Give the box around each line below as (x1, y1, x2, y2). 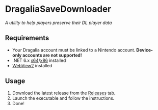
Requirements (5, 34, 49, 42)
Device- (136, 47, 153, 53)
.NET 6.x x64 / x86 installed (12, 57, 66, 63)
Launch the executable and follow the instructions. (12, 95, 114, 101)
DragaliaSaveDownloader (5, 3, 111, 15)
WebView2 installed (12, 62, 53, 68)
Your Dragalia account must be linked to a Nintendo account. (12, 47, 135, 53)
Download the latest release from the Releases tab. (12, 90, 116, 96)
